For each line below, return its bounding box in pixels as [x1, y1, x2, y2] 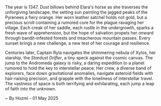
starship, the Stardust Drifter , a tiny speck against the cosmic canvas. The [5, 55, 153, 60]
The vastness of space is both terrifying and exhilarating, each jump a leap [5, 81, 155, 87]
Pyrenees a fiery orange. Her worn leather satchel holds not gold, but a [5, 15, 147, 20]
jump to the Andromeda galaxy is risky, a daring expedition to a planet [5, 60, 145, 66]
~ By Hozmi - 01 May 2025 [5, 95, 59, 101]
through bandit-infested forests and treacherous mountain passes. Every [5, 35, 151, 41]
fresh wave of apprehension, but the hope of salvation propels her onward [5, 30, 154, 35]
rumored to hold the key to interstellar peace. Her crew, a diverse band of [5, 65, 152, 71]
